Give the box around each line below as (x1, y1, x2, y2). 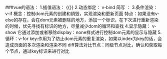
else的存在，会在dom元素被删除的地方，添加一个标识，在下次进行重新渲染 (5, 17, 159, 22)
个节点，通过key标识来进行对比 (5, 48, 70, 54)
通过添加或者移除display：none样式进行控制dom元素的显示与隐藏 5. (21, 29, 162, 35)
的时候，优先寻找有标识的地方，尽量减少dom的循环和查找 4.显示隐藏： (5, 23, 151, 29)
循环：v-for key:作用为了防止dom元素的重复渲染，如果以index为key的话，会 (5, 35, 162, 41)
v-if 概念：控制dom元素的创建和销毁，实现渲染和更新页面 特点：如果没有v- (5, 10, 160, 16)
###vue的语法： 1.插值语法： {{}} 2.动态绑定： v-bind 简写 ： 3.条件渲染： (5, 4, 158, 10)
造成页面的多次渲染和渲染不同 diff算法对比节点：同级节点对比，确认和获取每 (5, 42, 162, 47)
